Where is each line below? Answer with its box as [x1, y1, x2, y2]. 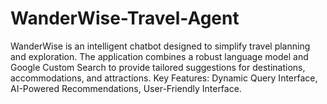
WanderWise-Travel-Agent [10, 7, 240, 30]
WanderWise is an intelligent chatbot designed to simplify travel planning [10, 40, 311, 52]
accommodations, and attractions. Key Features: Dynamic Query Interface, [10, 72, 318, 84]
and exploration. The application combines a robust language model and [10, 50, 309, 62]
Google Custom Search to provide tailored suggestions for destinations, [10, 61, 306, 73]
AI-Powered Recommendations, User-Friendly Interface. [10, 82, 242, 94]
